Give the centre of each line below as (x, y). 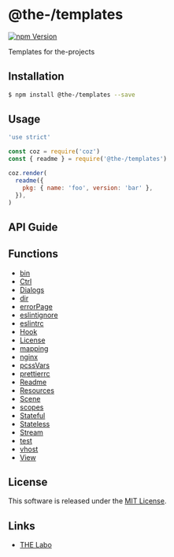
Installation (36, 77)
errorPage (36, 306)
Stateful (32, 415)
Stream (31, 432)
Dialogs (32, 290)
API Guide (33, 227)
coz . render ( (28, 174)
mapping (34, 348)
